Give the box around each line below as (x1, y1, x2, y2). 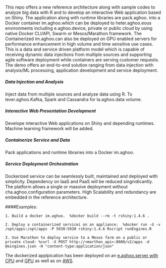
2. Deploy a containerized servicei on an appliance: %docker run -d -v (5, 222, 161, 227)
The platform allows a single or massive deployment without (5, 183, 128, 190)
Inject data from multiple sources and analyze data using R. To (5, 91, 133, 97)
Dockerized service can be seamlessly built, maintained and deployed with (5, 173, 158, 179)
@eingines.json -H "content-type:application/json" (5, 244, 114, 249)
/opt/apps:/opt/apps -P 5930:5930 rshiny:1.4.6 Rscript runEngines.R (5, 226, 152, 231)
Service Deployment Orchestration (5, 161, 79, 166)
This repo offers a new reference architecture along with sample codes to (5, 4, 155, 10)
